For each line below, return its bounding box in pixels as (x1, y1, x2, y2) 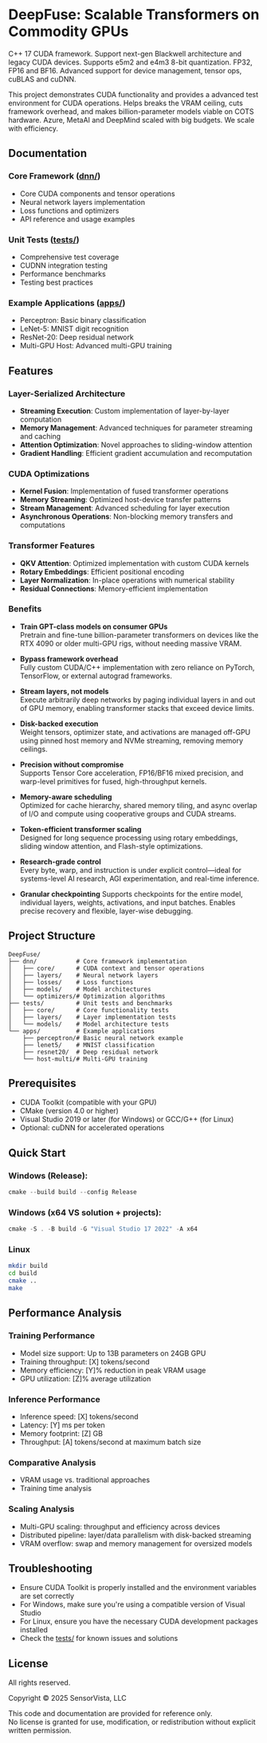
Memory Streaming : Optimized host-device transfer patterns (19, 495, 222, 504)
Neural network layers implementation (19, 197, 146, 206)
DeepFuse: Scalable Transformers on (8, 6, 260, 24)
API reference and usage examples (19, 214, 135, 224)
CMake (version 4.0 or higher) (19, 1106, 120, 1116)
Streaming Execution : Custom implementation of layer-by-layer (19, 406, 230, 415)
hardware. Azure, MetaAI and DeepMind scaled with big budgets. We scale (8, 115, 255, 124)
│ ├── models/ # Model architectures (8, 985, 151, 993)
